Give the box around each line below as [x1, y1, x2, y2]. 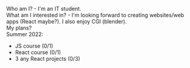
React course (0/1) [14, 49, 62, 56]
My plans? [6, 24, 32, 31]
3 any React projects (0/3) [14, 55, 80, 62]
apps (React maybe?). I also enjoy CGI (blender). [6, 18, 127, 25]
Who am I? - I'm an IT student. [6, 5, 81, 12]
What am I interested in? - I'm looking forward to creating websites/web [6, 11, 185, 19]
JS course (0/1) [14, 42, 53, 49]
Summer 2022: [6, 31, 43, 38]
